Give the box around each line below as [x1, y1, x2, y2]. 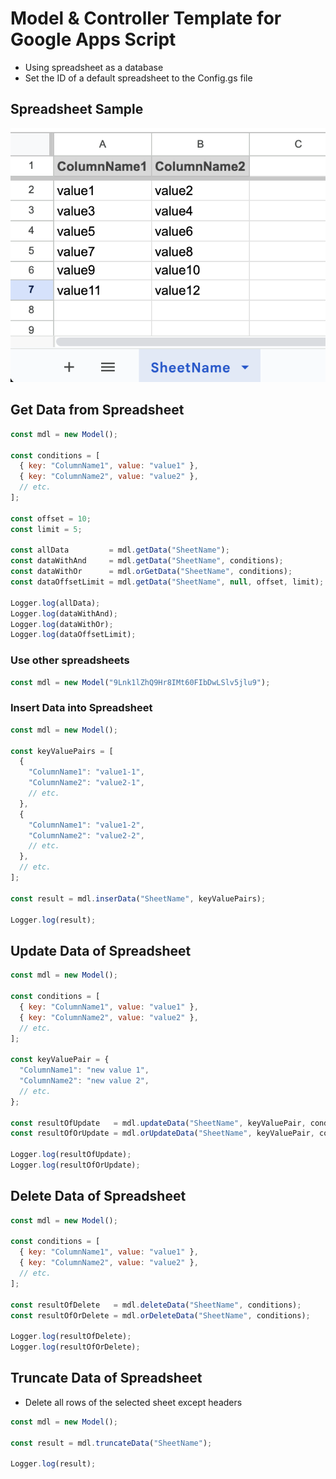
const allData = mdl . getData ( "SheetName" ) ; [10, 545, 230, 556]
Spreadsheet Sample [10, 101, 144, 118]
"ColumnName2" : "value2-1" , [28, 778, 145, 788]
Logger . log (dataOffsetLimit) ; [10, 630, 137, 640]
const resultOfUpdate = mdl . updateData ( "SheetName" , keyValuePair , [10, 1118, 307, 1128]
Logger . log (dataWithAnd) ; [10, 608, 118, 619]
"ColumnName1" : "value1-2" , [28, 820, 145, 830]
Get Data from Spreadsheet [10, 402, 185, 419]
